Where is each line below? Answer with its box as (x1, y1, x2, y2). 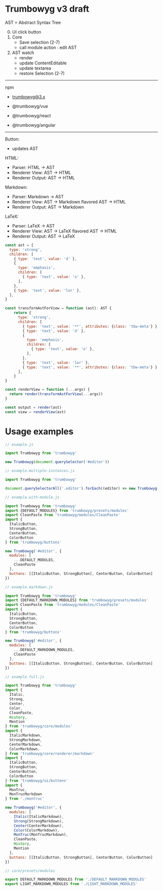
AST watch (12, 50, 34, 56)
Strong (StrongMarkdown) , (14, 818, 64, 824)
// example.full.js (5, 674, 45, 679)
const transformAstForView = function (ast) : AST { (5, 306, 112, 311)
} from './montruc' (5, 796, 45, 801)
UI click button (12, 29, 41, 35)
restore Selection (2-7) (19, 70, 65, 76)
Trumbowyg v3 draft (5, 3, 90, 15)
